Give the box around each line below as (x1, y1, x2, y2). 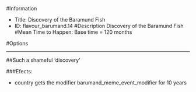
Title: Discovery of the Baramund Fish (14, 16, 106, 23)
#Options (6, 40, 29, 47)
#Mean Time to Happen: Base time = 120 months (14, 29, 132, 36)
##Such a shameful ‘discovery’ (6, 56, 80, 63)
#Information (6, 5, 37, 12)
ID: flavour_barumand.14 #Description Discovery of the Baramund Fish (14, 23, 184, 29)
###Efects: (6, 68, 33, 75)
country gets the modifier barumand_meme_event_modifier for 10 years (14, 79, 187, 86)
